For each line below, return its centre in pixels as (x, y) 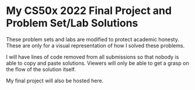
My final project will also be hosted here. (55, 81)
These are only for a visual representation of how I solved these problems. (95, 46)
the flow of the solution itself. (41, 69)
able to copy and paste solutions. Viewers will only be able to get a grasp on (97, 63)
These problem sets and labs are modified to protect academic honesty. (93, 39)
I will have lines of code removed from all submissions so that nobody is (93, 57)
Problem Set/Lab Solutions (72, 23)
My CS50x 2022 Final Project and (89, 11)
